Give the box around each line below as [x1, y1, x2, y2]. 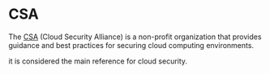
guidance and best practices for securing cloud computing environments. [8, 40, 254, 50]
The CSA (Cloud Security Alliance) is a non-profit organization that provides [8, 32, 262, 41]
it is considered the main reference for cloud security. [8, 56, 188, 66]
